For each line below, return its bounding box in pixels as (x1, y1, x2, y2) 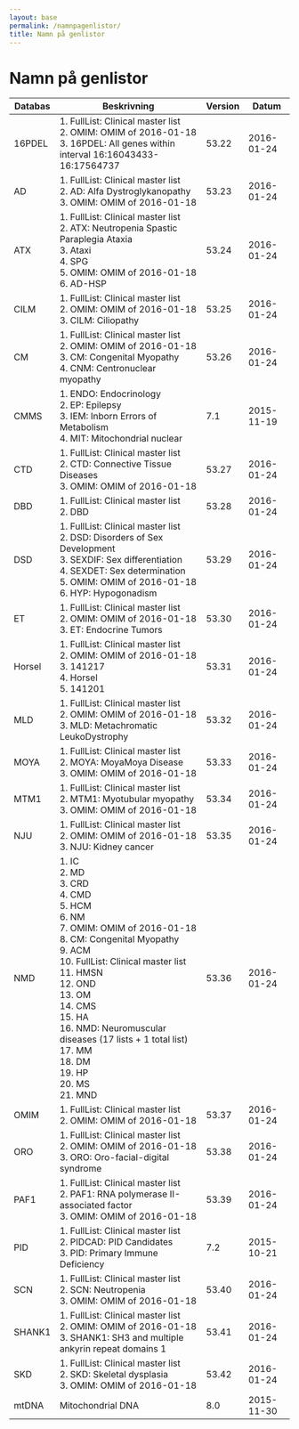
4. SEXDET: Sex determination (59, 564, 186, 577)
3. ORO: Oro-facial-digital (59, 1151, 170, 1164)
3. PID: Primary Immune (59, 1247, 158, 1260)
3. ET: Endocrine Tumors (59, 624, 163, 637)
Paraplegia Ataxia (59, 233, 133, 246)
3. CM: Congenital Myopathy (59, 351, 180, 363)
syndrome (59, 1163, 102, 1175)
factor (107, 1199, 133, 1212)
